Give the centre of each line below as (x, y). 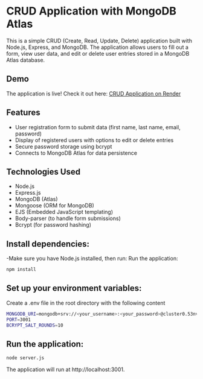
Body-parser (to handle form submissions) (68, 218)
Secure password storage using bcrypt (63, 146)
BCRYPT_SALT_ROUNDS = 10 (35, 325)
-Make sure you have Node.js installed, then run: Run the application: (92, 259)
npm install (21, 270)
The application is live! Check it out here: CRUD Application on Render (94, 93)
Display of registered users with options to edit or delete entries (94, 140)
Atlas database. (26, 60)
